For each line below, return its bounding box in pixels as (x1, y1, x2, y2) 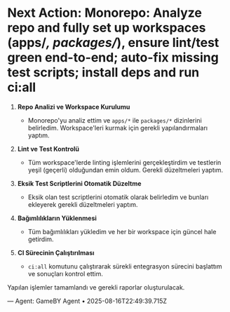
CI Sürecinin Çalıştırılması (17, 248, 95, 257)
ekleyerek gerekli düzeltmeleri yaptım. (27, 200, 138, 208)
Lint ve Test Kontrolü (17, 144, 79, 153)
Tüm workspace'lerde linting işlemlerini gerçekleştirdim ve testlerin (27, 158, 222, 166)
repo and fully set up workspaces (7, 20, 206, 36)
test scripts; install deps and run (7, 65, 200, 81)
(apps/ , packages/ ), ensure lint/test (7, 35, 219, 50)
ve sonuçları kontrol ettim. (27, 269, 103, 278)
